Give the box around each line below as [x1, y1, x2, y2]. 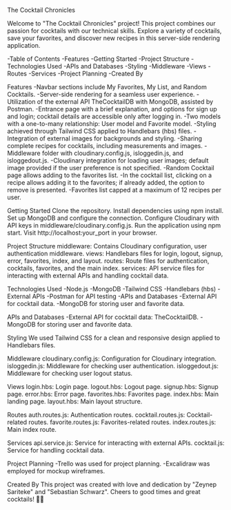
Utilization [7, 98, 36, 106]
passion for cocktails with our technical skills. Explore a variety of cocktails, [7, 27, 222, 35]
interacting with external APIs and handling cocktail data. [7, 271, 169, 280]
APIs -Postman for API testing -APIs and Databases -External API [32, 292, 217, 300]
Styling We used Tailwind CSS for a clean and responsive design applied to [7, 334, 221, 342]
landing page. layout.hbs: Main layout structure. [7, 397, 143, 406]
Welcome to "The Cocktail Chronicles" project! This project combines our [7, 19, 216, 27]
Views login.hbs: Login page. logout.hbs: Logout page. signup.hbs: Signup [7, 383, 219, 390]
